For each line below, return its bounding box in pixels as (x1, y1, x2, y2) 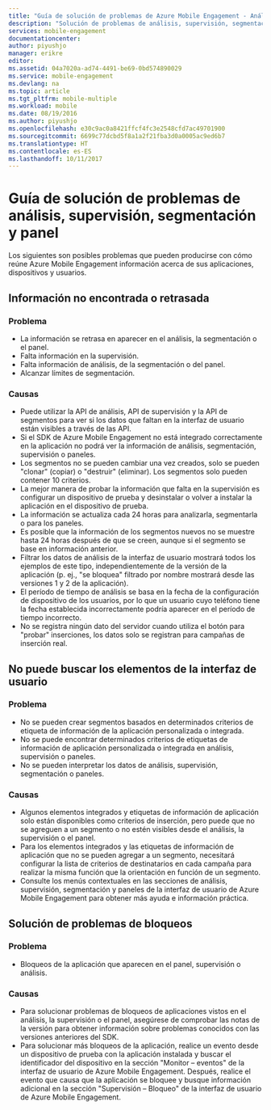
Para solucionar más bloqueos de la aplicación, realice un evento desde (19, 1040, 260, 1051)
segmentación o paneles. (19, 769, 105, 779)
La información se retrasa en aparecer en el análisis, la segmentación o (19, 333, 257, 344)
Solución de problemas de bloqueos (8, 917, 193, 931)
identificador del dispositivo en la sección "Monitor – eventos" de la (19, 1058, 244, 1068)
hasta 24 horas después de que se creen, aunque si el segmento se (19, 535, 246, 546)
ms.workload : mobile (8, 102, 78, 110)
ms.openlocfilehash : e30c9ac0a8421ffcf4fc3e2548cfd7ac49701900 (8, 125, 226, 133)
